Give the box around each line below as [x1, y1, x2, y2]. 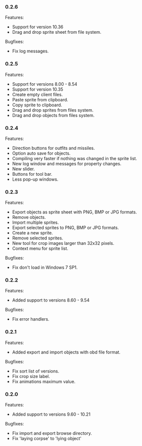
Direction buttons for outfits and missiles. [12, 145, 95, 151]
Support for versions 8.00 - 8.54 [12, 81, 78, 87]
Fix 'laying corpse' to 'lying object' [12, 436, 82, 442]
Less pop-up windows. [12, 176, 59, 182]
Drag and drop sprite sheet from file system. [12, 29, 101, 35]
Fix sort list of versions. [12, 368, 60, 374]
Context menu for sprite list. [12, 246, 68, 252]
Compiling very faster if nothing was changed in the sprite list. [12, 155, 138, 161]
